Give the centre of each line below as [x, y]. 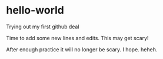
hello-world [35, 10]
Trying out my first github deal [43, 27]
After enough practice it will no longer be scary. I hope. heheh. [82, 49]
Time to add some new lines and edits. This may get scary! [77, 38]
